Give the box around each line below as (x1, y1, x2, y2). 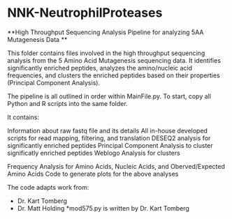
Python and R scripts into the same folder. (7, 99, 128, 107)
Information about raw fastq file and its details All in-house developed (7, 126, 208, 135)
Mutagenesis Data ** (7, 35, 68, 43)
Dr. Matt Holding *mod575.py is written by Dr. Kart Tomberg (17, 204, 190, 212)
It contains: (7, 113, 40, 121)
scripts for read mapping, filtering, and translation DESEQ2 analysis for (7, 134, 211, 142)
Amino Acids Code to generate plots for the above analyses (7, 169, 179, 178)
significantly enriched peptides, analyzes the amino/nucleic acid (7, 63, 193, 72)
